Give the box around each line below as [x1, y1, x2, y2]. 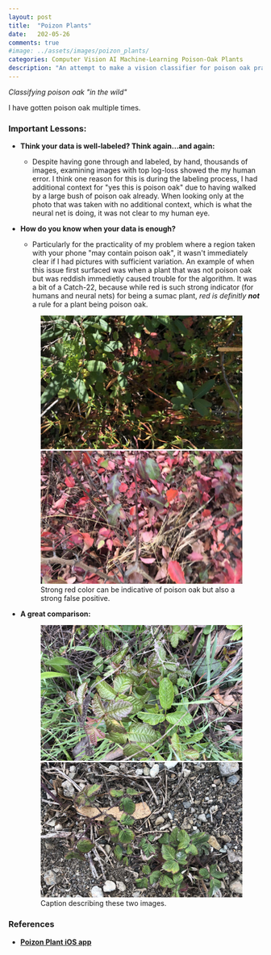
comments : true [8, 39, 60, 47]
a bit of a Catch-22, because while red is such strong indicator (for [31, 282, 254, 292]
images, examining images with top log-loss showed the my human [31, 165, 256, 175]
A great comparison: [19, 609, 91, 619]
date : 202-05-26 [8, 30, 70, 38]
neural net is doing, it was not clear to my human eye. [31, 208, 211, 218]
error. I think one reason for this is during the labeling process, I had [31, 174, 258, 184]
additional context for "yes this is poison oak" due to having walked [31, 182, 256, 193]
